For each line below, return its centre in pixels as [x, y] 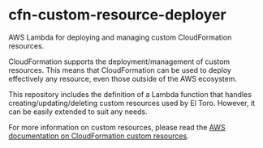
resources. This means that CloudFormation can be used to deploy [120, 70]
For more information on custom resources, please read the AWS [117, 127]
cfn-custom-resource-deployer [117, 15]
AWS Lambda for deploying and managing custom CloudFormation [120, 37]
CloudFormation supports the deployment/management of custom [119, 61]
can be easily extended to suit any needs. [78, 112]
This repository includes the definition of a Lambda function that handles [130, 94]
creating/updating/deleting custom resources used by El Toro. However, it [132, 103]
